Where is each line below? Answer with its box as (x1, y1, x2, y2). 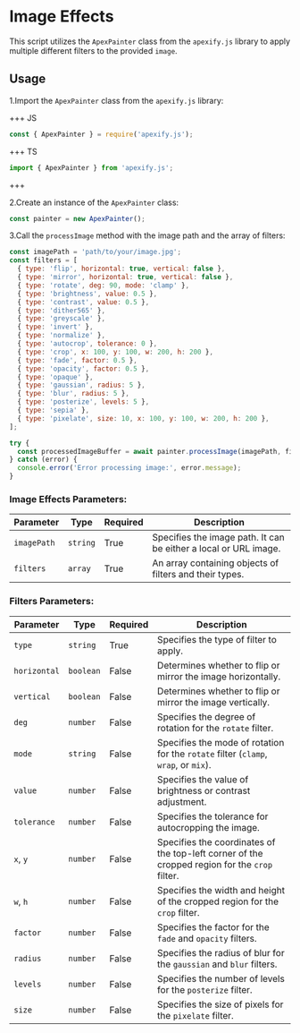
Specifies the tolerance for (157, 810, 269, 823)
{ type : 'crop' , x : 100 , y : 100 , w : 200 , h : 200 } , (17, 347, 214, 356)
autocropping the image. (157, 821, 261, 833)
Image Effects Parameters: (9, 492, 128, 505)
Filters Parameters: (9, 595, 95, 608)
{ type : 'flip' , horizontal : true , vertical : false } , (17, 264, 226, 274)
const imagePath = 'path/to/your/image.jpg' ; (9, 248, 181, 257)
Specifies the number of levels (157, 972, 286, 985)
